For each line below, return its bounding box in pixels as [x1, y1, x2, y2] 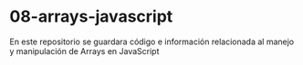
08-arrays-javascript [9, 6, 173, 27]
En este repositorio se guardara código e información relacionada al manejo [9, 36, 295, 47]
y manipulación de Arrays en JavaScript [9, 45, 160, 56]
